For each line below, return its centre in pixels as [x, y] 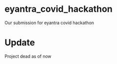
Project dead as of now [28, 56]
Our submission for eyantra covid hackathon [49, 23]
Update [20, 43]
